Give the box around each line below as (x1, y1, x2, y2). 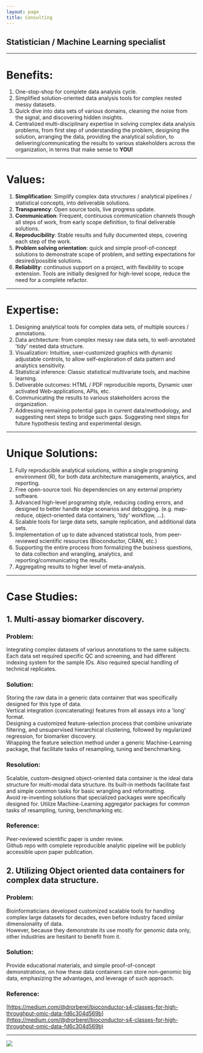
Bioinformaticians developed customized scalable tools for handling (6, 907, 175, 914)
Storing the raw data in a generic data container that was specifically (6, 694, 178, 701)
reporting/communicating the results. (14, 557, 108, 564)
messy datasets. (14, 101, 56, 108)
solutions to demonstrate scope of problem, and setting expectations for (14, 251, 196, 258)
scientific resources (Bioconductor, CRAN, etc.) (39, 537, 158, 545)
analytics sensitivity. (14, 362, 66, 369)
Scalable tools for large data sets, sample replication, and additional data (14, 518, 196, 525)
